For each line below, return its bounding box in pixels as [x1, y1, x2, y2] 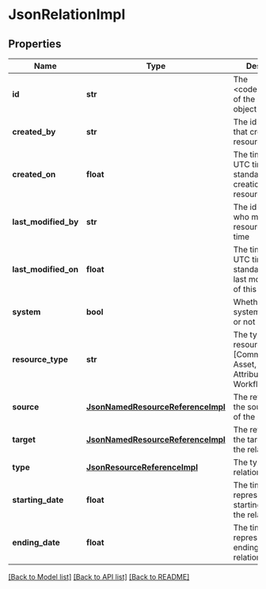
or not [233, 317, 256, 327]
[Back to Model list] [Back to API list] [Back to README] [8, 572, 190, 581]
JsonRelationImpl [8, 6, 126, 24]
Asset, [233, 359, 257, 370]
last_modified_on [12, 264, 79, 275]
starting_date [12, 495, 64, 505]
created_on [12, 169, 56, 180]
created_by [12, 127, 56, 137]
